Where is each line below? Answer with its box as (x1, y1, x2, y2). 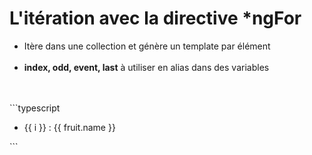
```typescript (9, 102, 61, 114)
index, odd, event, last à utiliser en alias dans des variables (23, 61, 270, 73)
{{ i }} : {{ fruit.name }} (23, 121, 116, 133)
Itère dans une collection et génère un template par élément (23, 40, 271, 52)
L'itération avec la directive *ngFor (9, 7, 302, 30)
